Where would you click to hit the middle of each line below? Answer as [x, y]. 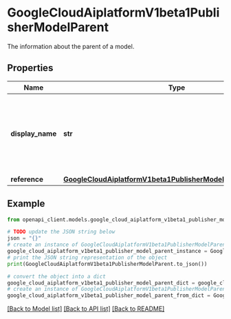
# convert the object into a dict [57, 276]
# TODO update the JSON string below [61, 232]
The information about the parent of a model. [71, 46]
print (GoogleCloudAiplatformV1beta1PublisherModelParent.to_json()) [107, 264]
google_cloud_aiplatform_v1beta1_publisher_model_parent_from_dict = [109, 296]
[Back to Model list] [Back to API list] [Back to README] [86, 309]
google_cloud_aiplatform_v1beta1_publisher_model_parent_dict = [101, 283]
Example [26, 204]
